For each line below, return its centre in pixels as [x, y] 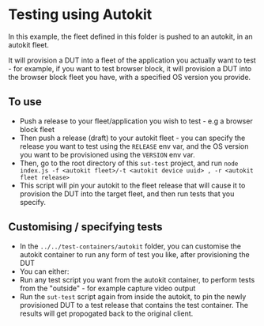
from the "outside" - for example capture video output [107, 288]
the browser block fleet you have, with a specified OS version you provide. [130, 77]
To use [25, 102]
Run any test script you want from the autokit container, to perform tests [137, 279]
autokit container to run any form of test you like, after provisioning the [135, 254]
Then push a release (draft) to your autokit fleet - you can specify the [132, 138]
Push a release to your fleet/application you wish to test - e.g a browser [136, 121]
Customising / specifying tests [86, 227]
